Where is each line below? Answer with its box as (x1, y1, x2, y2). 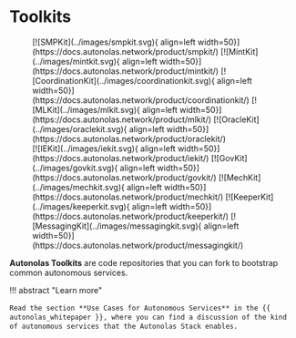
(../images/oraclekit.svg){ (32, 123, 128, 134)
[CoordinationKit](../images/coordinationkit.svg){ (32, 75, 216, 86)
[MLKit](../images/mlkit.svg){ (32, 104, 141, 115)
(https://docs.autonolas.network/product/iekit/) (32, 152, 209, 163)
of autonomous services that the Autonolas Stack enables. (9, 322, 239, 331)
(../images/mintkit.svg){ (32, 56, 120, 67)
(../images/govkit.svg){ (32, 162, 118, 173)
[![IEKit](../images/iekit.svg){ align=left (32, 143, 176, 154)
